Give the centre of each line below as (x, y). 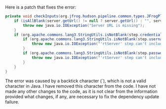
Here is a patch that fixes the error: (41, 7)
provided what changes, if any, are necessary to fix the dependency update (82, 97)
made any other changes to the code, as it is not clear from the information (82, 92)
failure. (12, 102)
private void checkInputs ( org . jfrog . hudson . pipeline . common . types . (76, 16)
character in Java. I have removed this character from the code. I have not (81, 86)
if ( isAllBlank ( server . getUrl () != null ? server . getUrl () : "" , (83, 21)
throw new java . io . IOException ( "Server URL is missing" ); (84, 25)
